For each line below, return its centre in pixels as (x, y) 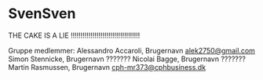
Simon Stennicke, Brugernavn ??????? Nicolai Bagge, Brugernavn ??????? (127, 59)
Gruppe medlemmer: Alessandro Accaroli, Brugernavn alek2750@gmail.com (131, 50)
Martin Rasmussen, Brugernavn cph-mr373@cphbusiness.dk (107, 67)
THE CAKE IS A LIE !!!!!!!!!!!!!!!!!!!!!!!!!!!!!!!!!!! (74, 35)
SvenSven (42, 14)
